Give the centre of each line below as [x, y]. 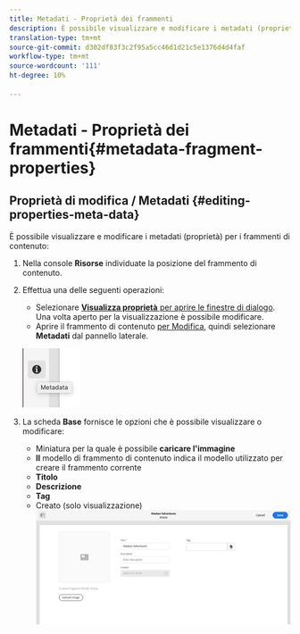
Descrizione [58, 486]
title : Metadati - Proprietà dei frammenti [92, 19]
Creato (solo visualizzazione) [89, 505]
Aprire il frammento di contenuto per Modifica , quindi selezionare [155, 326]
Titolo [46, 477]
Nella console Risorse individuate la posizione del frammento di [139, 263]
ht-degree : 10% [37, 76]
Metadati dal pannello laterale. [92, 336]
